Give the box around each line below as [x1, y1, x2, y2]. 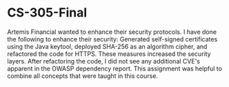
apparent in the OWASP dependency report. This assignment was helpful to [7, 64, 223, 72]
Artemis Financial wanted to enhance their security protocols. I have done [7, 28, 217, 36]
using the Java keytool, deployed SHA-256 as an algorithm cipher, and [7, 42, 208, 50]
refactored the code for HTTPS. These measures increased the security [7, 50, 212, 58]
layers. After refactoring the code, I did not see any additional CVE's [7, 57, 200, 65]
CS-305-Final [7, 5, 88, 21]
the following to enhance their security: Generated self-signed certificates [7, 35, 218, 43]
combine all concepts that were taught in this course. [7, 71, 159, 80]
